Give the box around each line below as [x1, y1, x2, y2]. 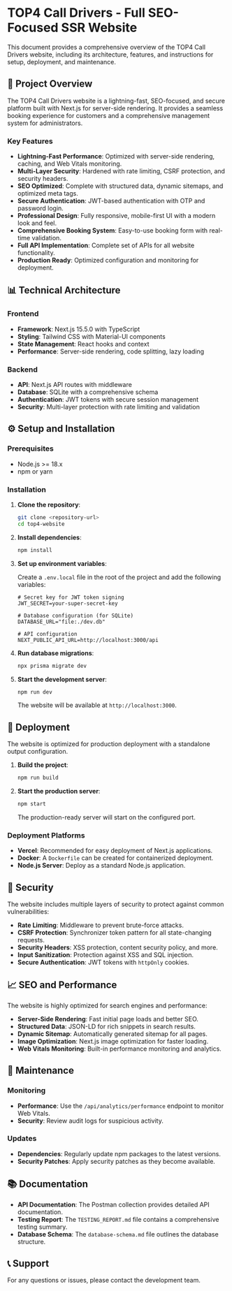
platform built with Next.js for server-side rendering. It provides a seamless [7, 103, 224, 112]
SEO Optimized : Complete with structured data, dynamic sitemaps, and [17, 182, 224, 190]
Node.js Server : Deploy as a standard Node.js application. [17, 861, 186, 870]
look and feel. [17, 219, 57, 228]
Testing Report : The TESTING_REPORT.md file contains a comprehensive [17, 1215, 219, 1223]
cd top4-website [17, 520, 65, 527]
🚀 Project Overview [7, 78, 93, 90]
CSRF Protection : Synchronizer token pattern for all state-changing [17, 928, 212, 937]
